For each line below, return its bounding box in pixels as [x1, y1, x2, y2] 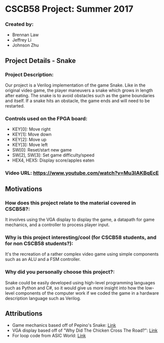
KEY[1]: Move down [12, 131, 52, 137]
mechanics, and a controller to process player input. [5, 222, 110, 228]
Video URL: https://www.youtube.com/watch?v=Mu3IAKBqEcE [5, 170, 159, 176]
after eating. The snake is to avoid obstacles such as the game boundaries [5, 93, 155, 99]
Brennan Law [12, 32, 39, 38]
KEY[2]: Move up [12, 137, 47, 143]
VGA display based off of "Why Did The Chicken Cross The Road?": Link [12, 327, 158, 333]
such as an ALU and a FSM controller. [5, 257, 81, 262]
